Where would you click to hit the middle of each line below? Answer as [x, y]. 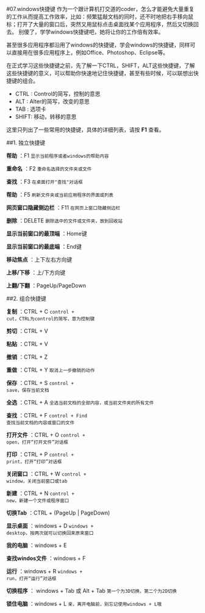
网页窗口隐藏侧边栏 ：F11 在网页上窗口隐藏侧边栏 [63, 207]
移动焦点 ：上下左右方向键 [39, 259]
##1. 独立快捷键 [26, 143]
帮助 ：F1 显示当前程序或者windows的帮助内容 [58, 156]
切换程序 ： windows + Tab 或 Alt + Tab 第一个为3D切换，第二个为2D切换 [92, 591]
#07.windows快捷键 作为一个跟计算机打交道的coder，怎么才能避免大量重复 [100, 9]
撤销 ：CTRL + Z [27, 357]
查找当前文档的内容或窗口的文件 [41, 423]
